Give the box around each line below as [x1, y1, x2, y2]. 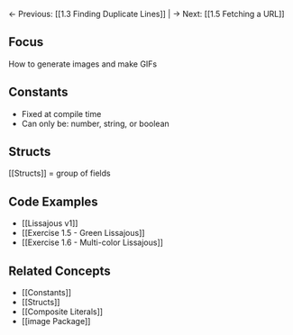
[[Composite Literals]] [21, 306, 104, 317]
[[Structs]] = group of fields [8, 167, 111, 179]
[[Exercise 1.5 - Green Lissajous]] [21, 228, 145, 239]
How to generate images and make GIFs [8, 59, 158, 69]
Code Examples [8, 194, 98, 209]
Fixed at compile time [21, 108, 102, 119]
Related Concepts [8, 263, 112, 278]
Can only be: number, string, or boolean [21, 118, 170, 129]
